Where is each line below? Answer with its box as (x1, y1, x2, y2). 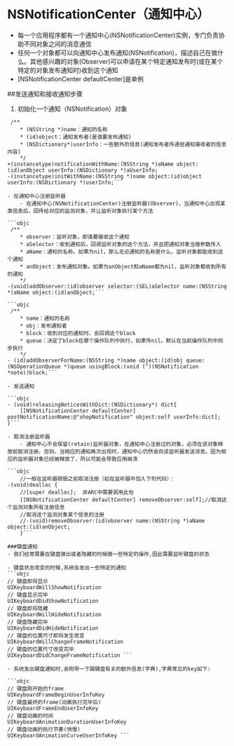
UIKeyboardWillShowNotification (7, 583, 102, 591)
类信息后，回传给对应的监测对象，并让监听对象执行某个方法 (7, 208, 153, 215)
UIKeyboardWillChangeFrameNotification (7, 638, 124, 645)
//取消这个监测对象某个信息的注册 (20, 511, 105, 518)
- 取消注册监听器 (7, 433, 50, 440)
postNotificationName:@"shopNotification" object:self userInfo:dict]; (7, 413, 221, 421)
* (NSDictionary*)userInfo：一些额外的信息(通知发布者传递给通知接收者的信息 (20, 141, 227, 148)
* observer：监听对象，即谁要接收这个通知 (20, 233, 130, 240)
